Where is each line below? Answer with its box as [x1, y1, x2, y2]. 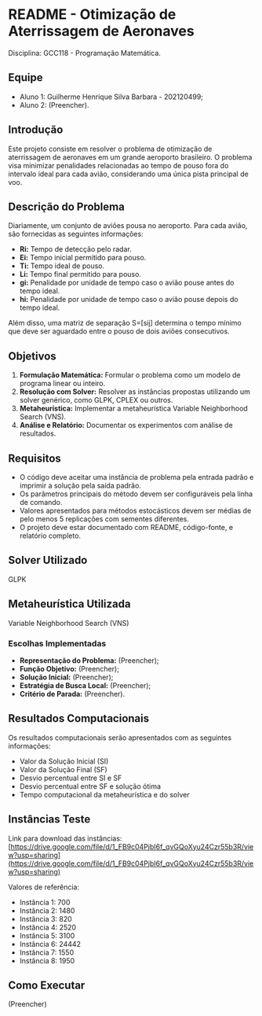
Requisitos [8, 451, 61, 465]
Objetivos [8, 349, 56, 363]
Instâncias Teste [8, 812, 91, 826]
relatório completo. [19, 531, 81, 540]
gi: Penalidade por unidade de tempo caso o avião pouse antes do [19, 278, 235, 288]
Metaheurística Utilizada [8, 598, 131, 611]
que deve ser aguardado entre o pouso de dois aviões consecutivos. [8, 326, 230, 336]
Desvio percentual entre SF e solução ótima [19, 781, 162, 791]
